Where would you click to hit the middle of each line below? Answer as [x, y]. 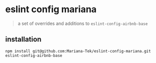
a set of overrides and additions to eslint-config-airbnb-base [83, 23]
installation [23, 39]
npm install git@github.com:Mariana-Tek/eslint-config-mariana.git [78, 51]
